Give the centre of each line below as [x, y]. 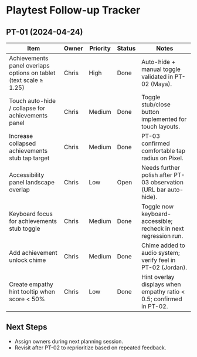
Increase [21, 136]
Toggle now [158, 206]
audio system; [161, 253]
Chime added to [164, 245]
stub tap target [29, 158]
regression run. [162, 236]
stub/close [156, 105]
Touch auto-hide [32, 101]
